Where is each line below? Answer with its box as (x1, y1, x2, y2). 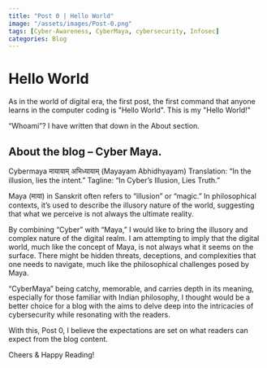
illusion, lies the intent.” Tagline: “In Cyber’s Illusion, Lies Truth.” (8, 176, 221, 185)
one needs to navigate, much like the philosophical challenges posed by (8, 260, 250, 269)
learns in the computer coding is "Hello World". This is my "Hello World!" (8, 105, 252, 115)
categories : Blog (8, 34, 67, 43)
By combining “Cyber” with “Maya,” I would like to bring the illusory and (8, 225, 248, 234)
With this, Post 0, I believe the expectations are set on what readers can (8, 326, 249, 335)
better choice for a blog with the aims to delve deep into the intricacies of (8, 301, 254, 310)
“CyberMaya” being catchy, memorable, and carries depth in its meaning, (8, 284, 254, 293)
